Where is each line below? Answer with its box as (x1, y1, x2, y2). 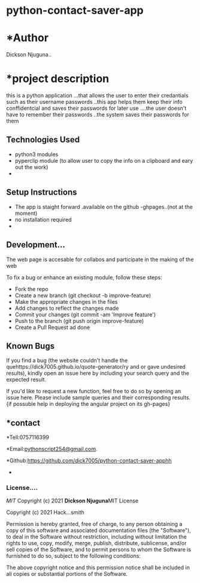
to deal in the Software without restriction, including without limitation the (6, 533, 187, 540)
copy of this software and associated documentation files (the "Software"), (6, 527, 192, 534)
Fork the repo (14, 285, 49, 292)
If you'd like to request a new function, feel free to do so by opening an (6, 388, 181, 395)
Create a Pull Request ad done (14, 324, 90, 331)
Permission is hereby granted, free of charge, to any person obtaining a (6, 521, 183, 528)
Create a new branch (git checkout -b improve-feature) (14, 292, 151, 299)
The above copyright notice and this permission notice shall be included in (6, 564, 190, 571)
